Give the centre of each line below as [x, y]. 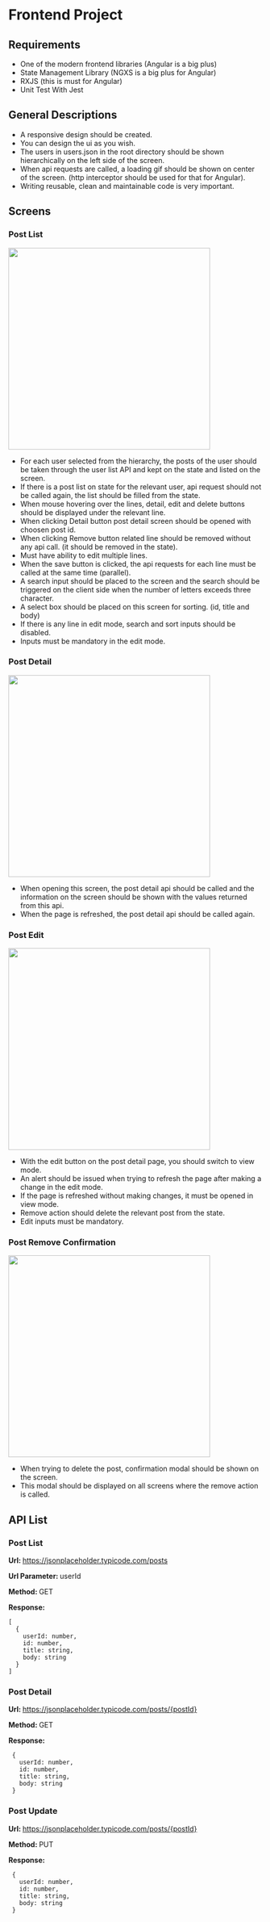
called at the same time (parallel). [75, 572]
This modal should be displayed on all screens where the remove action [139, 1486]
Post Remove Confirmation [62, 1242]
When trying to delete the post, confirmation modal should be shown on [139, 1469]
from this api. [42, 905]
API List [28, 1520]
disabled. [35, 632]
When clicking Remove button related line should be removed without [135, 538]
